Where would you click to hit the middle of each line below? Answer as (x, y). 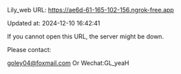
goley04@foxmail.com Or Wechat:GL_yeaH (68, 63)
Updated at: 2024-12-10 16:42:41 (54, 23)
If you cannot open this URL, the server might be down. (85, 36)
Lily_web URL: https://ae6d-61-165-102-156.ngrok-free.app (90, 10)
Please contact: (29, 50)
